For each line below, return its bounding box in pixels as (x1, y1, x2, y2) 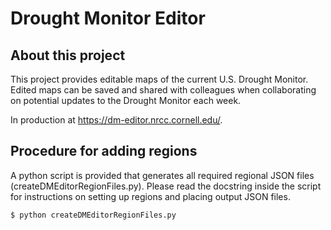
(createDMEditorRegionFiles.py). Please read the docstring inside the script (10, 180, 322, 192)
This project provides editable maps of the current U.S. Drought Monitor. (10, 73, 309, 85)
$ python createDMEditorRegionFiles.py (10, 210, 177, 220)
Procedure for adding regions (10, 143, 198, 160)
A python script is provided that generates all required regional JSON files (10, 169, 315, 181)
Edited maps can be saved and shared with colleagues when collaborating (10, 84, 317, 96)
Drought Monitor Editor (10, 7, 206, 30)
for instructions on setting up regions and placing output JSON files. (10, 190, 291, 202)
